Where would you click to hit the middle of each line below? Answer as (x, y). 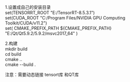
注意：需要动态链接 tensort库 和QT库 (42, 74)
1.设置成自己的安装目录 (28, 7)
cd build (13, 54)
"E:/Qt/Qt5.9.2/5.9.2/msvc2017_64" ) (41, 33)
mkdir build (16, 49)
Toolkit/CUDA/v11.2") (26, 23)
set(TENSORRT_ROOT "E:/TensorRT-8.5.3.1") (50, 13)
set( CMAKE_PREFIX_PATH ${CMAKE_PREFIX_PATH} (58, 28)
